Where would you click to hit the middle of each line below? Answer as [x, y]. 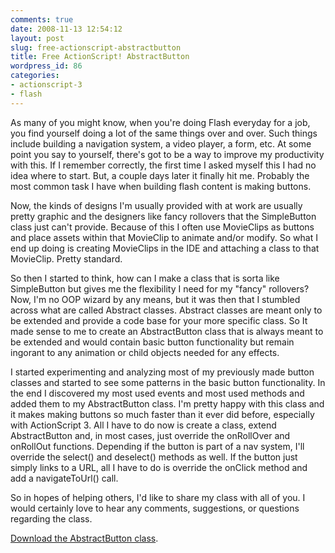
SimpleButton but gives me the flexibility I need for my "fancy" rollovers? [160, 288]
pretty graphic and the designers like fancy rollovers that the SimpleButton [163, 216]
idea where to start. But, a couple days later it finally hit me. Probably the [160, 175]
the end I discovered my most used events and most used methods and [157, 393]
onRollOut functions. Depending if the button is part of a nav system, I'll [157, 446]
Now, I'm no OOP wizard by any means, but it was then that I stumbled [155, 299]
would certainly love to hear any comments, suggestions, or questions [155, 508]
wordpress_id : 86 [46, 66]
